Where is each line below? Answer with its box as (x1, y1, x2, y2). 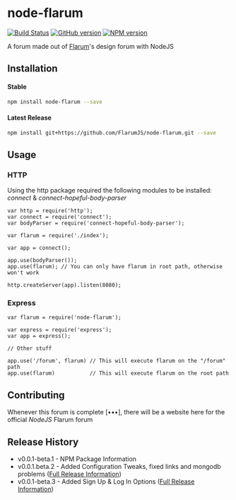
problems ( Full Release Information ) (17, 470, 122, 479)
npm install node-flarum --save (7, 98, 102, 106)
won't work (7, 269, 40, 277)
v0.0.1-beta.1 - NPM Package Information (17, 455, 136, 463)
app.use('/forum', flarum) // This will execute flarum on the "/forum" (7, 358, 226, 365)
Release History (7, 436, 79, 448)
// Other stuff (7, 345, 52, 352)
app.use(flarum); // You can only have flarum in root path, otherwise (7, 263, 223, 271)
